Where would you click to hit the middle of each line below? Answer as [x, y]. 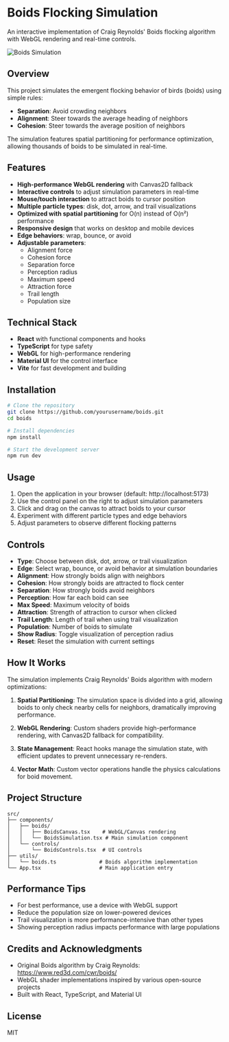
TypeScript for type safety [55, 346]
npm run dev [24, 456]
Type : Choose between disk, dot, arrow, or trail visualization [102, 561]
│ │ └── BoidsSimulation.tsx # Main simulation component [98, 838]
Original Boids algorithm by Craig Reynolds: [79, 965]
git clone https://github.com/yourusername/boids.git [86, 412]
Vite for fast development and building [72, 368]
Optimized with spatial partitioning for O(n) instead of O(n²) [103, 213]
